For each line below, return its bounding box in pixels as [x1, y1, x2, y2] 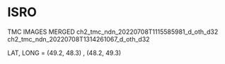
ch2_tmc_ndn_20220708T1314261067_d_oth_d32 [7, 34, 150, 43]
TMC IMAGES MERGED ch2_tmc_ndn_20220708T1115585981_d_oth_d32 [7, 27, 219, 36]
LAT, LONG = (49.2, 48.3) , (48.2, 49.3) [7, 49, 122, 57]
